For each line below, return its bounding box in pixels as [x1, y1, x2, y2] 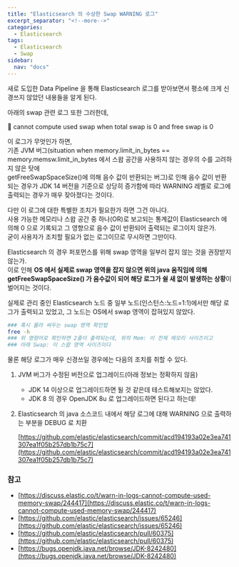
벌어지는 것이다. [7, 283, 52, 292]
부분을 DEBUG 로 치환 [25, 419, 88, 427]
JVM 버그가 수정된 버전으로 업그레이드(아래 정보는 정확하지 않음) [17, 370, 198, 379]
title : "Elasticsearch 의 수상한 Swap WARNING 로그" [7, 10, 158, 18]
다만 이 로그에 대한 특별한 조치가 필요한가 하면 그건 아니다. [7, 205, 169, 214]
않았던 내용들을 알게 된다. [26, 93, 98, 101]
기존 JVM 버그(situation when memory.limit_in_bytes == [7, 145, 171, 154]
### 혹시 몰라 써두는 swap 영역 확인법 [7, 322, 108, 329]
